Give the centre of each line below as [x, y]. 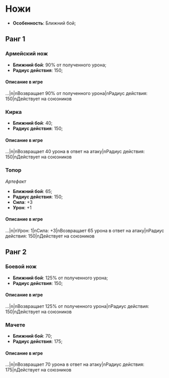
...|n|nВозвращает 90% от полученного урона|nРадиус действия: [77, 93]
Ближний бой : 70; [32, 336]
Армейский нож [27, 54]
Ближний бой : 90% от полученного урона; [59, 65]
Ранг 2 [16, 252]
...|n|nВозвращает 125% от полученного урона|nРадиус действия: [77, 306]
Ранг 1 [15, 39]
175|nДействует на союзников [38, 370]
